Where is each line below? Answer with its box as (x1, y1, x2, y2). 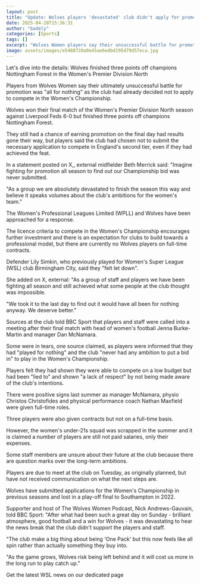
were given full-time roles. (6, 404, 70, 411)
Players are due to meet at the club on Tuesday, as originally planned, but (6, 469, 186, 476)
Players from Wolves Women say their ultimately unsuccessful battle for (6, 82, 183, 89)
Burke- (173, 324, 190, 331)
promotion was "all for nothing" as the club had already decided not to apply (6, 88, 194, 96)
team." (6, 198, 23, 205)
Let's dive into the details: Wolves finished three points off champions (6, 64, 177, 71)
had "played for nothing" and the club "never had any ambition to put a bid (6, 349, 189, 356)
